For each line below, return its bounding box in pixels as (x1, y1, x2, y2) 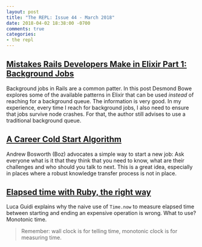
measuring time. (21, 234, 62, 242)
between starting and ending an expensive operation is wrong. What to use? (6, 210, 197, 217)
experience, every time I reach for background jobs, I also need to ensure (6, 104, 189, 111)
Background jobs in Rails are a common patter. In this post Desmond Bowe (6, 85, 192, 92)
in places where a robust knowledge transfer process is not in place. (6, 170, 177, 177)
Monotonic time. (6, 216, 47, 223)
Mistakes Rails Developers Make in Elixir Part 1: (6, 59, 187, 69)
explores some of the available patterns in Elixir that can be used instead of (6, 91, 194, 98)
